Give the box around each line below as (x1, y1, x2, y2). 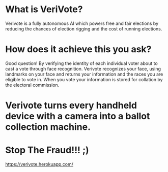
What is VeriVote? (5, 4, 83, 15)
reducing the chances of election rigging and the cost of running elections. (5, 25, 162, 31)
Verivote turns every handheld (5, 100, 137, 111)
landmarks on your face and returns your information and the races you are (5, 71, 163, 77)
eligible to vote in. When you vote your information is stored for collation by (5, 76, 163, 82)
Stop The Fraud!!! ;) (5, 145, 89, 156)
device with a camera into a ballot (5, 111, 150, 122)
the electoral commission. (5, 82, 60, 88)
